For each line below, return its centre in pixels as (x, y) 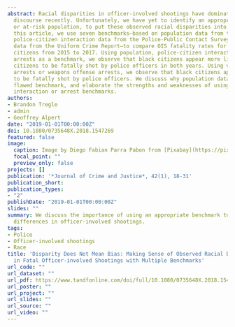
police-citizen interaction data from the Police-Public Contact (111, 40)
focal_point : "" (37, 157)
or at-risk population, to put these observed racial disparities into (120, 27)
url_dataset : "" (31, 273)
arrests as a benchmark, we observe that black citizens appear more (117, 59)
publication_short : (36, 182)
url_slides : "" (29, 300)
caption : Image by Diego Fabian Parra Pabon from (87, 150)
